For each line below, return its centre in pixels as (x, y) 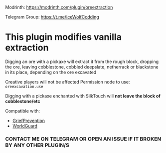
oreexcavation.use (24, 86)
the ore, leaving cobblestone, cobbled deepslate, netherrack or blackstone (82, 66)
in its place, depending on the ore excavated (51, 72)
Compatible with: (23, 111)
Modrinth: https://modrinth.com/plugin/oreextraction (59, 7)
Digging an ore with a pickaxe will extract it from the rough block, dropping (82, 61)
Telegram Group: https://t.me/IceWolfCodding (52, 17)
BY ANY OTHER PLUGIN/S (37, 145)
